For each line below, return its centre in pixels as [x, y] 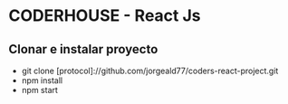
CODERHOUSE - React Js [105, 16]
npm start [39, 90]
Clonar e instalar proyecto [83, 49]
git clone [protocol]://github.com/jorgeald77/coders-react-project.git [150, 71]
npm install [42, 80]
